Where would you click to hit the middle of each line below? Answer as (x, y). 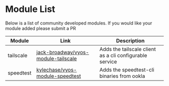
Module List (30, 9)
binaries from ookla (122, 76)
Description (130, 40)
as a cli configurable (123, 55)
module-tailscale (57, 58)
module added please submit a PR (41, 28)
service (108, 61)
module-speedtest (59, 76)
